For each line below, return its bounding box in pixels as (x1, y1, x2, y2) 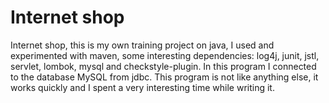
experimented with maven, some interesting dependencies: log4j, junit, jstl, (10, 49, 320, 61)
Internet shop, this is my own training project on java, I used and (10, 39, 275, 51)
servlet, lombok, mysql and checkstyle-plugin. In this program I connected (10, 60, 317, 72)
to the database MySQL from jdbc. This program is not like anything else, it (10, 71, 319, 83)
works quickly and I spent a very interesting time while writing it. (10, 81, 275, 93)
